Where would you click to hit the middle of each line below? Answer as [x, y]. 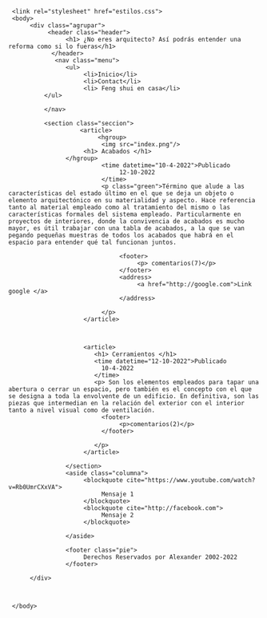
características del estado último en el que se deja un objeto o [121, 193]
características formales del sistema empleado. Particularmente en [125, 214]
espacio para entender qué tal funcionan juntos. [93, 242]
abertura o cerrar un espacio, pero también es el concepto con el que [130, 389]
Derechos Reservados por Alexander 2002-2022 [161, 557]
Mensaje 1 [118, 494]
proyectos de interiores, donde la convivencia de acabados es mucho [127, 221]
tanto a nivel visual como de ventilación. [82, 410]
